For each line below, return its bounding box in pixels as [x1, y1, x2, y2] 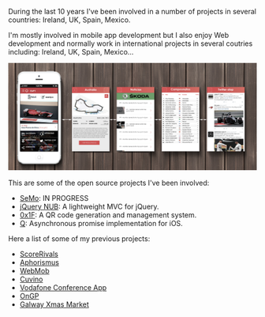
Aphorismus [19, 258, 59, 267]
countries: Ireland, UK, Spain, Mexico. [8, 15, 131, 25]
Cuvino [19, 274, 43, 284]
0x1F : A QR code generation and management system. [19, 210, 197, 220]
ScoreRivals [19, 249, 59, 259]
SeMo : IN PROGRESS [19, 194, 89, 203]
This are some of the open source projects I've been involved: [8, 178, 210, 188]
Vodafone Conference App [19, 283, 107, 292]
